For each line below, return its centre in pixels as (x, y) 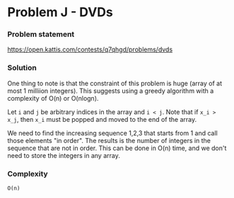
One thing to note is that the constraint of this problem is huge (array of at (115, 83)
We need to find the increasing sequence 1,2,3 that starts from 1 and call (112, 133)
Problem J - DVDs (60, 12)
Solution (22, 68)
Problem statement (41, 35)
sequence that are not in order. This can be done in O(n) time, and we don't (117, 148)
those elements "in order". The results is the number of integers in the (109, 140)
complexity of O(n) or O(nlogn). (53, 98)
